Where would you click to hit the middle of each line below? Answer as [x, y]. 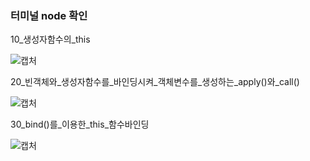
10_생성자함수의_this [50, 39]
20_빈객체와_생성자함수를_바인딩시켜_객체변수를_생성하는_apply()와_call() [155, 82]
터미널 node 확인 [49, 15]
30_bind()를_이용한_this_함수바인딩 [80, 124]
